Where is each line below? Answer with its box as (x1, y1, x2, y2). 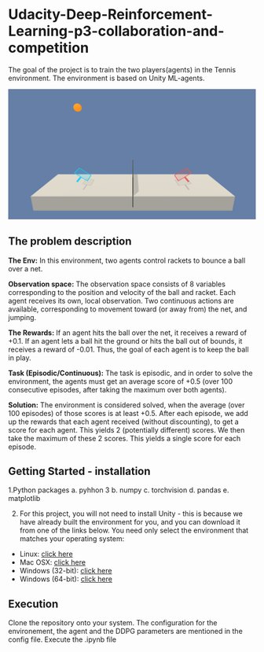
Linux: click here (19, 549, 73, 559)
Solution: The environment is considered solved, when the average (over (8, 400, 245, 410)
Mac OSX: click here (19, 558, 86, 567)
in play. (8, 352, 31, 363)
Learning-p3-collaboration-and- (8, 22, 225, 40)
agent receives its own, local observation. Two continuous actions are (8, 296, 234, 305)
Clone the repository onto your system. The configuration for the (8, 618, 218, 628)
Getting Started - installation (8, 464, 151, 477)
